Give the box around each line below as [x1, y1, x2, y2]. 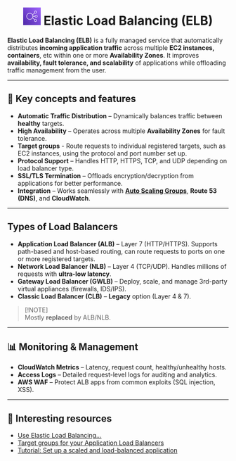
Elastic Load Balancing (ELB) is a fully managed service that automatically [7, 36, 223, 44]
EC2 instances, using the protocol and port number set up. [17, 149, 188, 158]
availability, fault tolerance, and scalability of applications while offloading [7, 58, 226, 67]
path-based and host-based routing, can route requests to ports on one [17, 247, 225, 255]
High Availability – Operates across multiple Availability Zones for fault [17, 127, 225, 135]
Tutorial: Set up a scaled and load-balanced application [17, 446, 178, 455]
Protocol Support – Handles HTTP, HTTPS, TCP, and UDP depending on [17, 156, 228, 165]
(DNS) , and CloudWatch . [17, 194, 91, 202]
